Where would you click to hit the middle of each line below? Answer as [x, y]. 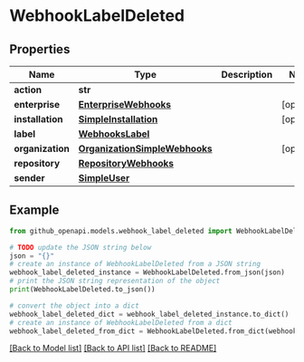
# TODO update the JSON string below [81, 247]
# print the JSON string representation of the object [115, 281]
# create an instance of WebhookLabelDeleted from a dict [121, 322]
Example [34, 210]
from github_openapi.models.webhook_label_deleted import [121, 231]
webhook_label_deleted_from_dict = [76, 331]
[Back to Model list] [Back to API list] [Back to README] [113, 348]
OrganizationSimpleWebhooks [145, 148]
